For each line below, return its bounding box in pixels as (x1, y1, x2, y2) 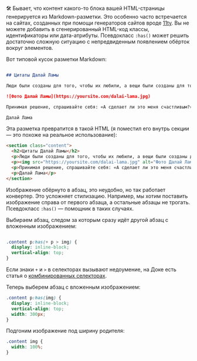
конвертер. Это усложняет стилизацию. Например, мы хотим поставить (6, 193, 188, 200)
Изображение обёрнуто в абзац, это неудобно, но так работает (6, 186, 166, 193)
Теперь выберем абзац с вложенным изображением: (6, 284, 141, 291)
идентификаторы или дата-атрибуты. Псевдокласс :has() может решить (6, 32, 189, 39)
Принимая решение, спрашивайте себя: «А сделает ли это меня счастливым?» (6, 104, 193, 110)
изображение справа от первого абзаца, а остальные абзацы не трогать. (6, 198, 191, 205)
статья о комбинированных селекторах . (6, 272, 107, 279)
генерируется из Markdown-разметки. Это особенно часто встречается (6, 14, 187, 20)
